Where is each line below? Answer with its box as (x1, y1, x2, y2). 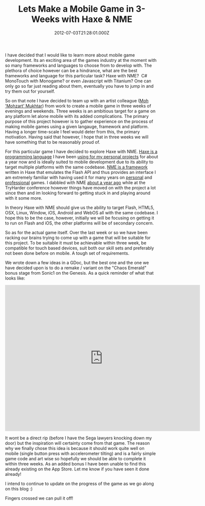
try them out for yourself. (5, 88, 55, 94)
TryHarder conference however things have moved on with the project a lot (5, 185, 156, 190)
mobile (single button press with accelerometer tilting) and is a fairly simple (5, 450, 156, 456)
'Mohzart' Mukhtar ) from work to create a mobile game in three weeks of (5, 103, 151, 109)
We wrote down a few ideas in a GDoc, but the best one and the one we (5, 260, 149, 265)
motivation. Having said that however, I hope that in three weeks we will (5, 134, 149, 140)
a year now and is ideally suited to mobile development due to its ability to (5, 159, 153, 165)
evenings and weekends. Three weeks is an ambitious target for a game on (5, 108, 156, 114)
